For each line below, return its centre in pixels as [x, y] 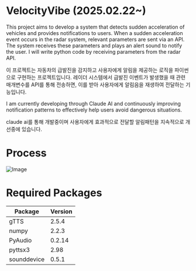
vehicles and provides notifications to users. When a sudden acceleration [94, 33]
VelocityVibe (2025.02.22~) [76, 11]
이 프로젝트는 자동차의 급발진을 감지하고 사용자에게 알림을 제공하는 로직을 [90, 70]
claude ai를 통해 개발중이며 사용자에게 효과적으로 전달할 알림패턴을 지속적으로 [95, 121]
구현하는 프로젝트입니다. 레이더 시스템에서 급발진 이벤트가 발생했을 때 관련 [101, 77]
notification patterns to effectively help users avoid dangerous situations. [94, 110]
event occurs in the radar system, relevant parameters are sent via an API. [95, 39]
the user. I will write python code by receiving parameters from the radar [93, 51]
